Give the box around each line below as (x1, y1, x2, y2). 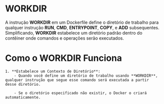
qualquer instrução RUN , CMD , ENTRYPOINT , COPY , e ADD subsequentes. (5, 24, 160, 30)
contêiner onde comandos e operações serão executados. (5, 35, 124, 41)
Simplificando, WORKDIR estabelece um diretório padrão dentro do (5, 30, 142, 36)
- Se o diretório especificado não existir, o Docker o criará (14, 90, 147, 96)
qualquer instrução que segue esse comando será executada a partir (5, 77, 149, 82)
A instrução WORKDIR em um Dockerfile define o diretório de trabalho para (5, 19, 159, 25)
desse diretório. (5, 82, 41, 87)
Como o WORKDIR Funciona (5, 52, 122, 64)
